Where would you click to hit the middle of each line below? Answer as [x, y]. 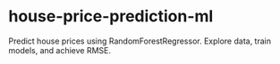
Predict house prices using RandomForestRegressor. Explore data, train [140, 41]
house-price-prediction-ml [111, 16]
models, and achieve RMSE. [59, 50]
